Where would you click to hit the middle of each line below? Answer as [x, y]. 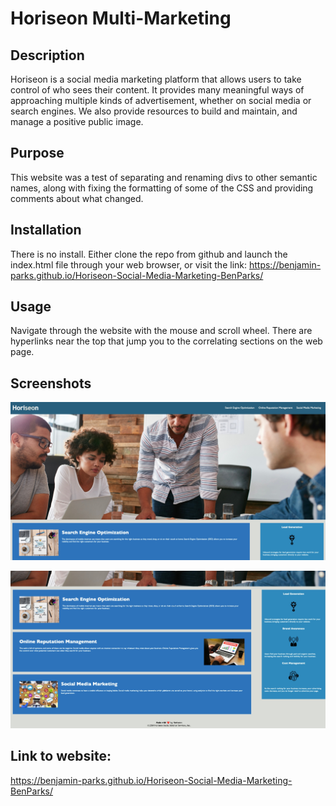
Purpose [37, 153]
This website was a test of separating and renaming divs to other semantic [164, 177]
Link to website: [61, 756]
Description [47, 55]
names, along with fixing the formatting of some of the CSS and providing [162, 188]
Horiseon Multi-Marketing [121, 18]
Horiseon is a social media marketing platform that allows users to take [156, 79]
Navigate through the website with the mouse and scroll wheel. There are [161, 331]
